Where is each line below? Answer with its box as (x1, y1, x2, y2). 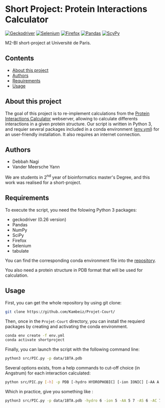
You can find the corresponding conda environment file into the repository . (5, 258, 156, 263)
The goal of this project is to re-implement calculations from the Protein (5, 110, 150, 116)
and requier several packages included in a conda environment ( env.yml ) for (5, 126, 160, 132)
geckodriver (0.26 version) (12, 216, 66, 223)
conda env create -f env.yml (5, 333, 65, 338)
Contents (5, 54, 34, 63)
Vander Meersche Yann (12, 164, 60, 170)
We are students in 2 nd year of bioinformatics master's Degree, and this (5, 174, 150, 181)
